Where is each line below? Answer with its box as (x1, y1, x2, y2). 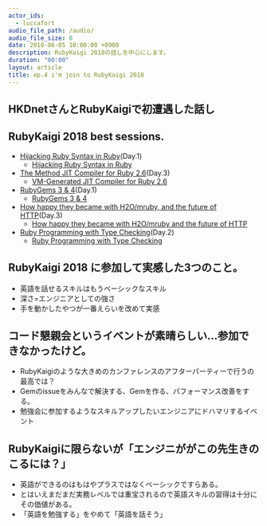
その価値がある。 (19, 500, 77, 509)
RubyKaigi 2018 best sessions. (8, 130, 165, 143)
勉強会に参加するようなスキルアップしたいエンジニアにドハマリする (19, 406, 244, 416)
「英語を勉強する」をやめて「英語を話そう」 (19, 509, 167, 519)
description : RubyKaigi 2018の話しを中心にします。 (8, 49, 170, 57)
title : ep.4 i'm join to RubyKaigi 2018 (8, 71, 145, 79)
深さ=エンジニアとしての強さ (19, 293, 116, 303)
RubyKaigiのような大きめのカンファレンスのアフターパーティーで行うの (19, 367, 255, 376)
